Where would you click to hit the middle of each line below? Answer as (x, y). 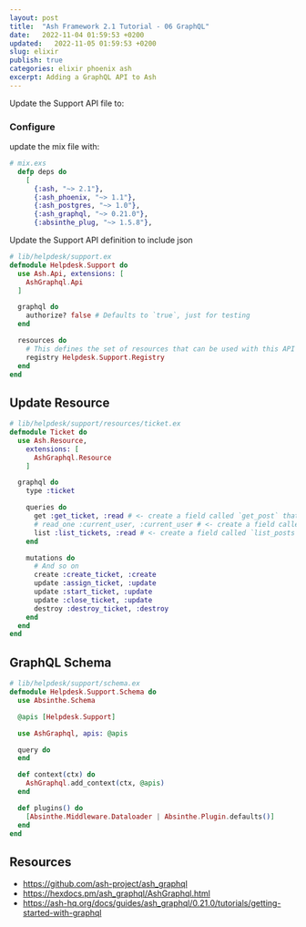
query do (34, 750)
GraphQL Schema (61, 662)
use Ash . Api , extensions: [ (71, 273)
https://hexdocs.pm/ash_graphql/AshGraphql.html (117, 893)
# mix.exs (28, 164)
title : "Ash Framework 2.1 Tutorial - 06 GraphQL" (109, 26)
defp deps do (42, 171)
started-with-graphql (62, 913)
